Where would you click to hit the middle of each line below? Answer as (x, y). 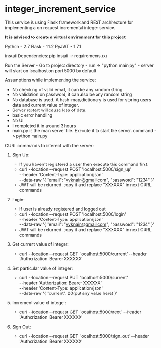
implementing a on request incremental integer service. (60, 27)
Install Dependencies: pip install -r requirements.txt (56, 56)
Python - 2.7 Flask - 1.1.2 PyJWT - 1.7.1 (43, 46)
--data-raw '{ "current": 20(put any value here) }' (68, 293)
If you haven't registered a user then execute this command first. (84, 164)
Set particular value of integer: (42, 268)
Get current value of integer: (40, 244)
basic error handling (32, 115)
